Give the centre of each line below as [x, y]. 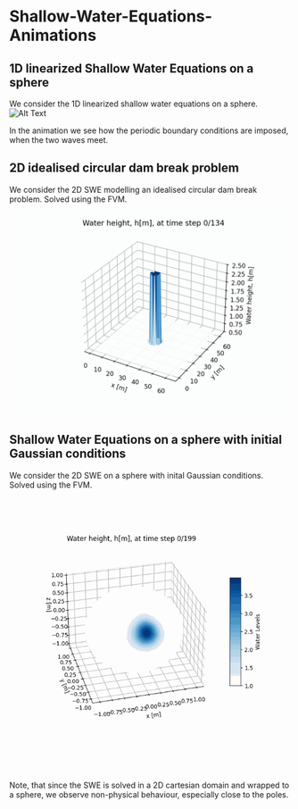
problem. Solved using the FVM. [68, 199]
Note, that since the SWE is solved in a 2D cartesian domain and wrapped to [149, 785]
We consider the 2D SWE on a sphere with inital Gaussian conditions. [137, 475]
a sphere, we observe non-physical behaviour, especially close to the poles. [149, 794]
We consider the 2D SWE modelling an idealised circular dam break [133, 189]
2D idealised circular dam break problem [124, 168]
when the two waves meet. [59, 140]
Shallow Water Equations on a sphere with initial [146, 440]
